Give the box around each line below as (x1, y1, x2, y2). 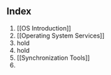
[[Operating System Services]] (16, 31, 105, 40)
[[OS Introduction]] (16, 24, 71, 32)
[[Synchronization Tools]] (16, 53, 90, 62)
